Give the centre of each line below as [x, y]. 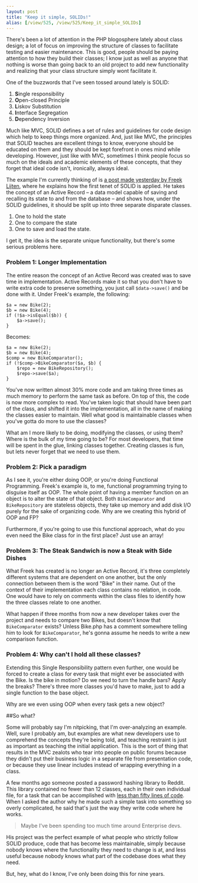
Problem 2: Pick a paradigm [46, 467]
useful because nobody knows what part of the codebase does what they [96, 856]
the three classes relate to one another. [54, 603]
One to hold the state [40, 216]
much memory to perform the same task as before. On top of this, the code [98, 396]
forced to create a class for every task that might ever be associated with [95, 674]
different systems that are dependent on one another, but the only [86, 577]
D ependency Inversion [42, 119]
